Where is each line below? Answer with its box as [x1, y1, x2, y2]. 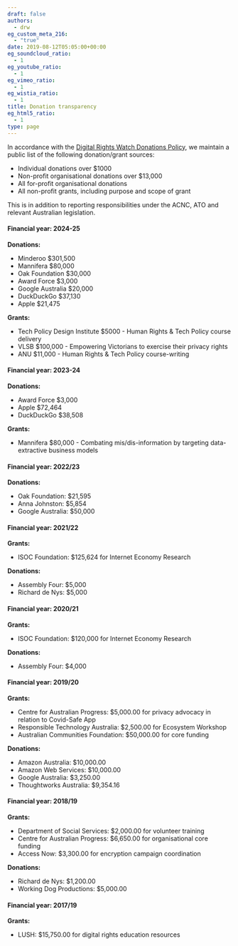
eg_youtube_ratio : [7, 63, 62, 71]
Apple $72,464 [17, 403, 63, 412]
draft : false [7, 10, 46, 18]
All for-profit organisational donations [17, 179, 128, 187]
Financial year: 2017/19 [7, 900, 77, 909]
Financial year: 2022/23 [7, 462, 80, 471]
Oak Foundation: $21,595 [17, 492, 92, 501]
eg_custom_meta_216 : [7, 30, 69, 38]
